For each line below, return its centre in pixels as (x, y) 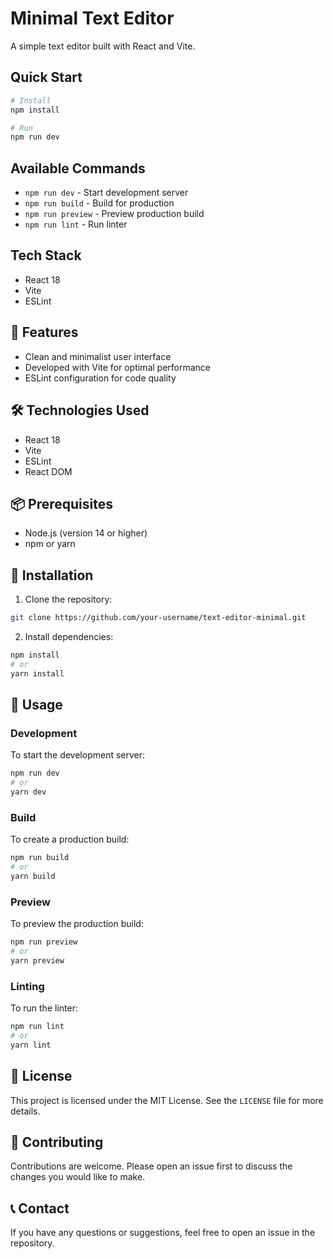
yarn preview (37, 960)
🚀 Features (44, 332)
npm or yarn (50, 544)
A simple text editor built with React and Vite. (103, 46)
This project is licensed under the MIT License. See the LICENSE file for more (167, 1100)
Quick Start (46, 77)
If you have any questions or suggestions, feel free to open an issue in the (163, 1233)
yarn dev (28, 792)
